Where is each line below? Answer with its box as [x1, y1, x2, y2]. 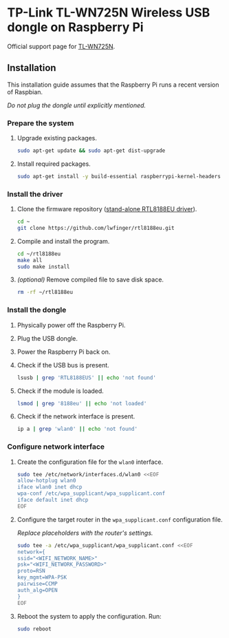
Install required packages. [17, 160, 91, 168]
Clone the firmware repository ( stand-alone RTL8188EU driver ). [17, 205, 197, 213]
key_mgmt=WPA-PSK [17, 574, 67, 581]
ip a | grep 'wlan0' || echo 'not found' [17, 425, 138, 433]
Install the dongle [7, 305, 67, 315]
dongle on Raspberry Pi [7, 19, 144, 35]
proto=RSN [17, 568, 46, 575]
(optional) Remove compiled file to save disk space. [17, 275, 164, 284]
